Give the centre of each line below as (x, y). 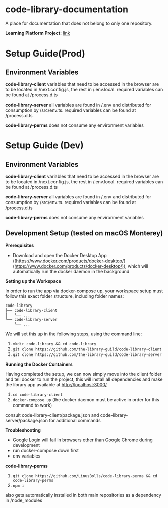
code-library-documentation (67, 9)
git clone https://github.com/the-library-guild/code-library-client (87, 349)
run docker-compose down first (46, 451)
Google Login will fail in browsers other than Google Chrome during (82, 440)
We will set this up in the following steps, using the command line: (74, 334)
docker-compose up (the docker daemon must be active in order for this (86, 400)
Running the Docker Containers (39, 364)
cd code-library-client (38, 395)
